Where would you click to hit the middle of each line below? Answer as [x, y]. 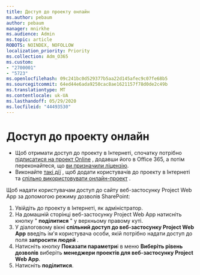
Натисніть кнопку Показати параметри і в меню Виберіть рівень [99, 246]
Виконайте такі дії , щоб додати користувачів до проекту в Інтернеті [102, 172]
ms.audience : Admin [31, 34]
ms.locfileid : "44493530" [38, 107]
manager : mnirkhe [28, 29]
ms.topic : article [29, 40]
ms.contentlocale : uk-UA [37, 95]
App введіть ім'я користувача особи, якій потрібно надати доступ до [104, 234]
